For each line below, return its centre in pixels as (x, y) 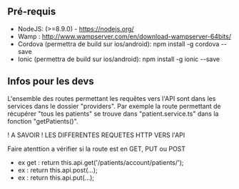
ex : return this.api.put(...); (56, 178)
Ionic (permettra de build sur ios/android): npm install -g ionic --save (118, 59)
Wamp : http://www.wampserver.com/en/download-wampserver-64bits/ (124, 36)
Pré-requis (32, 12)
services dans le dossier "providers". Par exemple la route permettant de (114, 106)
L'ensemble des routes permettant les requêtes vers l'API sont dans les (112, 98)
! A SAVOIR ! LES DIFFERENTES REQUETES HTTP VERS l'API (96, 135)
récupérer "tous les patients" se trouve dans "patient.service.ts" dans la (113, 114)
